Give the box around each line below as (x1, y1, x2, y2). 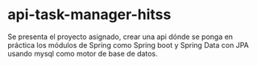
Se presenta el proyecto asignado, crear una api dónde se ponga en (7, 32, 234, 41)
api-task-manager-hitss (7, 6, 172, 24)
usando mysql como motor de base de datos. (7, 49, 158, 58)
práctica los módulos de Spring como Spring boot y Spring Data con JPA (7, 40, 249, 49)
